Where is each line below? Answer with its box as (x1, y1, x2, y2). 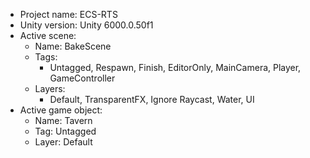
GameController (49, 72, 116, 84)
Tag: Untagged (34, 125, 97, 137)
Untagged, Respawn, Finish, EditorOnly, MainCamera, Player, (49, 62, 302, 73)
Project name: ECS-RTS (19, 9, 118, 20)
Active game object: (19, 104, 103, 116)
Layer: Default (34, 136, 93, 148)
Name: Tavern (34, 115, 93, 126)
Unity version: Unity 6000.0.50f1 (19, 19, 154, 31)
